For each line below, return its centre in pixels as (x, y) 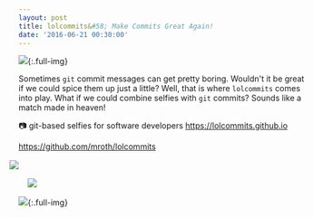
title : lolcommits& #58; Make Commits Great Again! (116, 26)
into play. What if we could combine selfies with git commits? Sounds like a (160, 98)
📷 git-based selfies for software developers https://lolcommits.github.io (153, 126)
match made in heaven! (62, 108)
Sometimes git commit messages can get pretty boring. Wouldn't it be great (161, 79)
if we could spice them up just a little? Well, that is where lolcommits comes (160, 89)
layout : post (43, 18)
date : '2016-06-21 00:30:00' (73, 34)
